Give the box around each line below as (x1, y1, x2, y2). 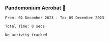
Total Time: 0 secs (5, 24, 45, 29)
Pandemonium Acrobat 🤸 (5, 4, 66, 11)
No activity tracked (5, 33, 48, 38)
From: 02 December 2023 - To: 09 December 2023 (5, 16, 105, 21)
